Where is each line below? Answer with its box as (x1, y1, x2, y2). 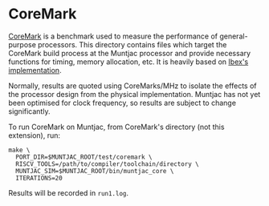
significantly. (8, 106, 51, 116)
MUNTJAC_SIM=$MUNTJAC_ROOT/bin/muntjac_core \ (15, 167, 174, 175)
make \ (8, 146, 31, 154)
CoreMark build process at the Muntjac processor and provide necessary (8, 48, 251, 58)
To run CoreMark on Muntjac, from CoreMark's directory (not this (8, 122, 225, 131)
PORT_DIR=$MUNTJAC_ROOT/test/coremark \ (15, 153, 153, 161)
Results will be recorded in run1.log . (8, 188, 129, 197)
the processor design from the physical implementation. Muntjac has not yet (8, 89, 261, 99)
